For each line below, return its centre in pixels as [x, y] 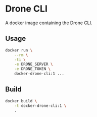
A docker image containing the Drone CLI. [49, 23]
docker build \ [21, 101]
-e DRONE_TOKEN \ [33, 69]
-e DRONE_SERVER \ [34, 64]
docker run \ [19, 50]
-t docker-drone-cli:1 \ [40, 106]
